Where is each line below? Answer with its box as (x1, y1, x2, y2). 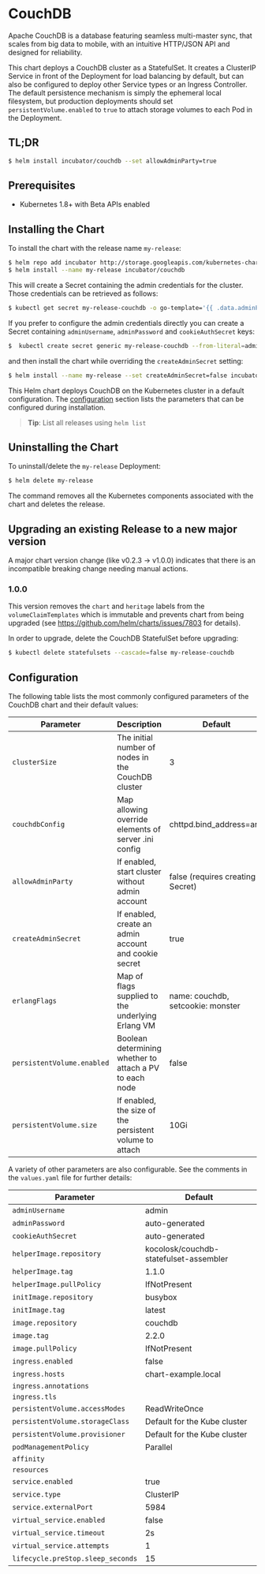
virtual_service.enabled (12, 1516, 106, 1525)
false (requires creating (169, 871, 256, 882)
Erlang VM (117, 1020, 156, 1031)
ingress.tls (12, 1393, 58, 1401)
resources (12, 1465, 49, 1475)
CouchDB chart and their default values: (8, 700, 139, 710)
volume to (117, 1135, 154, 1146)
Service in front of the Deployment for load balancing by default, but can (8, 71, 244, 80)
